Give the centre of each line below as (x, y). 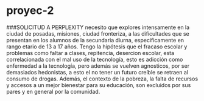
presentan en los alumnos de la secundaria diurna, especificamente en (95, 40)
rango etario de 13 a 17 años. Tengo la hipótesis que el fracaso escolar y (97, 47)
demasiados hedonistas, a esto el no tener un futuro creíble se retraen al (97, 72)
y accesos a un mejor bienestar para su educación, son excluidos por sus (99, 85)
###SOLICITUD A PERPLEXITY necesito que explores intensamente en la (98, 27)
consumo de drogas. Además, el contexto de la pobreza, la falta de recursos (102, 79)
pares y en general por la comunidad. (53, 91)
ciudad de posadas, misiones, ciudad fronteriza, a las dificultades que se (98, 33)
